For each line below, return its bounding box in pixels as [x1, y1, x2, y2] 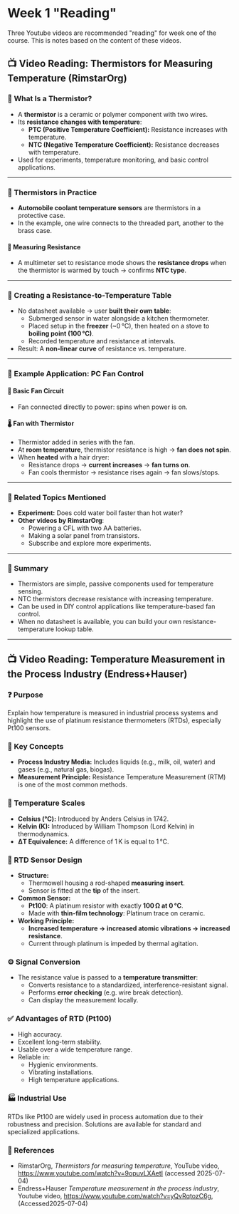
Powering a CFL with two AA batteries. [28, 524, 142, 532]
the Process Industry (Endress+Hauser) [7, 668, 188, 680]
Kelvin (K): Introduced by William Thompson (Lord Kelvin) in [17, 821, 195, 831]
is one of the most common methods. [17, 780, 128, 789]
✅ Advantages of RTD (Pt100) [7, 1014, 112, 1024]
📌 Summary [7, 563, 48, 573]
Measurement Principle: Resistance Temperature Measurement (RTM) [17, 773, 226, 782]
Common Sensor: [17, 893, 71, 902]
